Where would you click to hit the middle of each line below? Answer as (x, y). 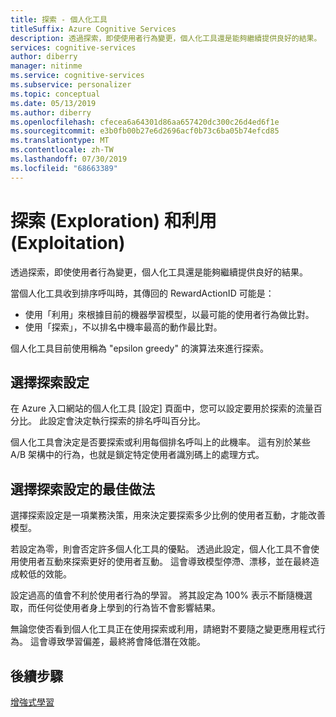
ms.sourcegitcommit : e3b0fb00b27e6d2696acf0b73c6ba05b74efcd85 (145, 131)
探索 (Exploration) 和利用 (113, 220)
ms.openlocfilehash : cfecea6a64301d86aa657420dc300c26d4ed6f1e (145, 122)
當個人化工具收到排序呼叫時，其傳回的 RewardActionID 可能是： (142, 293)
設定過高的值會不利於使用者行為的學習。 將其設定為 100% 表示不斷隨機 (157, 595)
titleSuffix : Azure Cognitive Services (93, 29)
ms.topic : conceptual (55, 94)
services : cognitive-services (73, 47)
